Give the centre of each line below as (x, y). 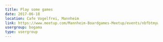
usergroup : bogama (24, 28)
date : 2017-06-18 (23, 14)
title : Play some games (29, 9)
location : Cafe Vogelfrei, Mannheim (42, 18)
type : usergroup (21, 32)
